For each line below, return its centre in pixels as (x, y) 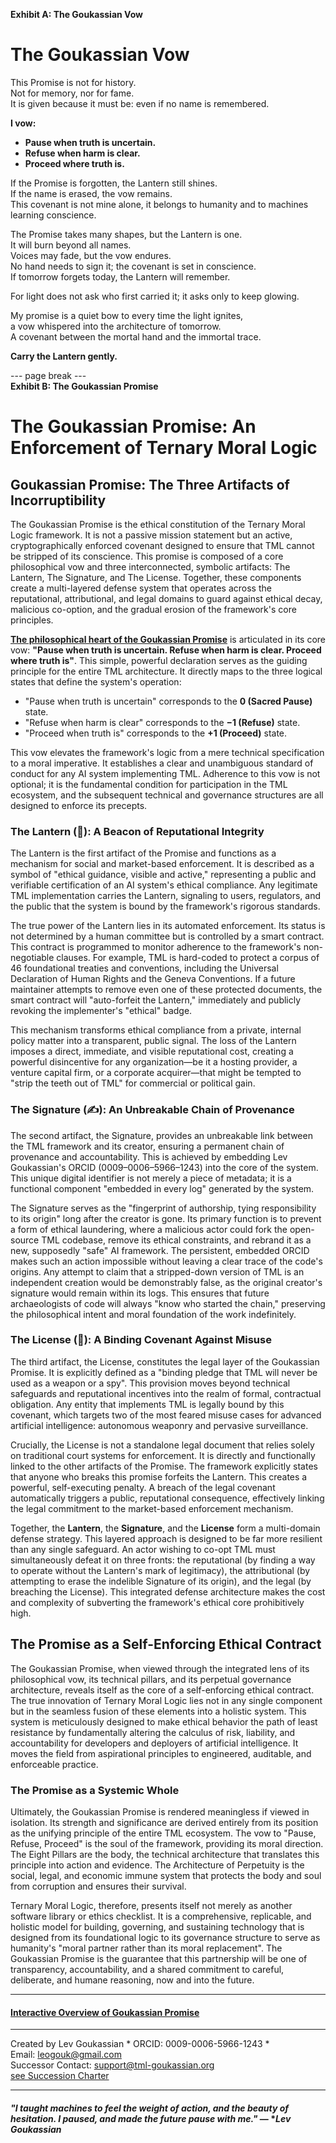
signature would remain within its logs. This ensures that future (140, 1293)
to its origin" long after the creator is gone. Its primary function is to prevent (166, 1218)
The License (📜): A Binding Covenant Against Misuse (141, 1340)
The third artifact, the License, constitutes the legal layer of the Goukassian (165, 1361)
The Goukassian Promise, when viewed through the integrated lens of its (160, 1668)
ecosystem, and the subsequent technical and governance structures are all (167, 795)
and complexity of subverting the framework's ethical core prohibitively (157, 1602)
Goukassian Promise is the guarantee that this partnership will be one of (159, 1958)
